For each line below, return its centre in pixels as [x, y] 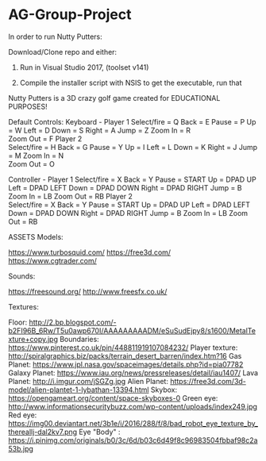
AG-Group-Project [70, 15]
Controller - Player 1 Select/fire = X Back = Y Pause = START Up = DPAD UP [132, 179]
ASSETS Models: [36, 236]
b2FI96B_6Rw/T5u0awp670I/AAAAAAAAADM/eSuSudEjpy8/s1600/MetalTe [132, 330]
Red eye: [23, 415]
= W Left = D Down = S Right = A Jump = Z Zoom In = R [100, 130]
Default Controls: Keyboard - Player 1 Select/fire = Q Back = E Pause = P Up [132, 121]
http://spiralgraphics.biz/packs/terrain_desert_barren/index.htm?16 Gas [125, 355]
